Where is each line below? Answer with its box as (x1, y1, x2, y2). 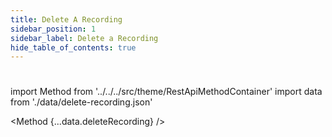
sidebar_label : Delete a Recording (10, 33, 159, 43)
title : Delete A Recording (10, 14, 123, 25)
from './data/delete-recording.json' (10, 96, 153, 108)
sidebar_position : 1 (10, 24, 97, 34)
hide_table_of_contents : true (10, 42, 137, 53)
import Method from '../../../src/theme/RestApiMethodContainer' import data (10, 86, 323, 98)
